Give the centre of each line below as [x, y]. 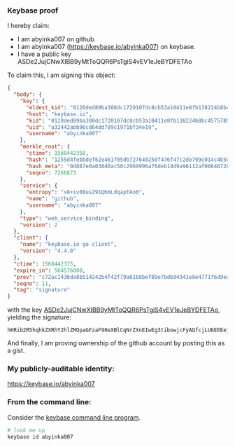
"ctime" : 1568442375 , [45, 264]
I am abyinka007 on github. [57, 39]
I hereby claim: [29, 26]
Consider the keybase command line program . [74, 417]
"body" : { [28, 95]
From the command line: [49, 402]
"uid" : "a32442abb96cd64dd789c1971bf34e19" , [92, 127]
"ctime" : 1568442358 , [57, 153]
